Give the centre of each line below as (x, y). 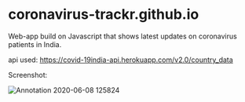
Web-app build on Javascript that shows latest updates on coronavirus (122, 36)
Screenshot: (28, 75)
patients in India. (35, 44)
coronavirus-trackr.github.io (104, 15)
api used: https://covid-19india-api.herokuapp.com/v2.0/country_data (121, 60)
